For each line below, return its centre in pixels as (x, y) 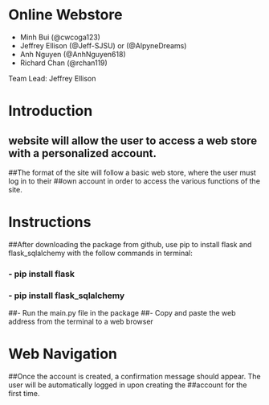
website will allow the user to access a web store (133, 141)
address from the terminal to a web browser (81, 322)
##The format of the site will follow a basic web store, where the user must (132, 172)
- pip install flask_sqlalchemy (67, 295)
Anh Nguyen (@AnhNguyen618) (73, 54)
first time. (24, 394)
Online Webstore (65, 15)
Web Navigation (63, 354)
